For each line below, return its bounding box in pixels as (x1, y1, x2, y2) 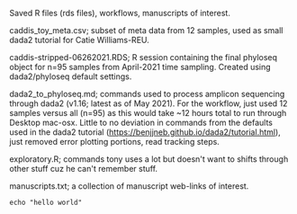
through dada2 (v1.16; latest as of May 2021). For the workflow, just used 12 (9, 98, 288, 109)
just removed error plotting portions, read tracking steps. (9, 137, 220, 147)
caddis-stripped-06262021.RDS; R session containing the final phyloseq (9, 52, 277, 62)
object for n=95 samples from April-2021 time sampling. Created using (9, 62, 272, 72)
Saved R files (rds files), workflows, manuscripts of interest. (9, 8, 231, 18)
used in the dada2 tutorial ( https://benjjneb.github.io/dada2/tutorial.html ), (9, 127, 281, 138)
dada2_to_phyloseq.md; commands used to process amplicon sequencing (9, 89, 285, 99)
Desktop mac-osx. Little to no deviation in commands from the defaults (9, 117, 273, 128)
